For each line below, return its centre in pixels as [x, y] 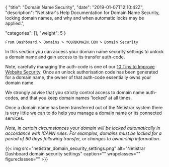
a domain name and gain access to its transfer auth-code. [65, 57]
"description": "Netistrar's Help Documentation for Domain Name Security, [82, 13]
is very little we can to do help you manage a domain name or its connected [83, 113]
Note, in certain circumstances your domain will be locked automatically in [83, 128]
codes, [12, 98]
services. [15, 118]
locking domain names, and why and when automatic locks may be [75, 18]
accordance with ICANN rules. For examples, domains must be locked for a [83, 133]
